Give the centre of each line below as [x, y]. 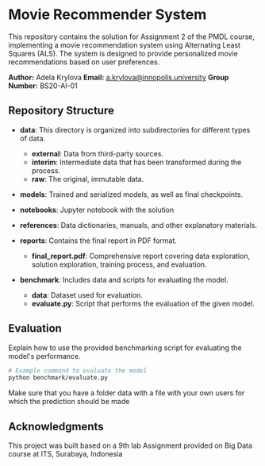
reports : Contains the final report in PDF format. [98, 241]
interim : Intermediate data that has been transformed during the [136, 162]
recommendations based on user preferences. [84, 62]
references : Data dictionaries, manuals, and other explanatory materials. [138, 225]
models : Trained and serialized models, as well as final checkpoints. [131, 194]
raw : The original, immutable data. [88, 179]
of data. [33, 138]
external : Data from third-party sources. [98, 153]
